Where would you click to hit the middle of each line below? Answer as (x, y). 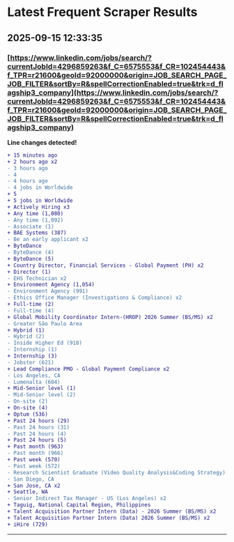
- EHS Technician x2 (37, 278)
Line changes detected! (42, 142)
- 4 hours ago (28, 181)
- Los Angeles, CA (34, 375)
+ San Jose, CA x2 (34, 486)
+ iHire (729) (28, 524)
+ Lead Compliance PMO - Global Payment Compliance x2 (88, 369)
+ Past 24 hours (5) (37, 440)
